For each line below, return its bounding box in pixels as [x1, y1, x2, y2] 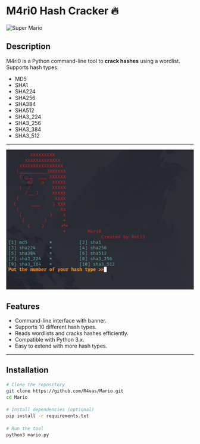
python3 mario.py [6, 432, 49, 438]
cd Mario [6, 394, 28, 400]
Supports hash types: [6, 64, 59, 71]
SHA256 [14, 94, 36, 101]
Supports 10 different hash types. [14, 323, 97, 330]
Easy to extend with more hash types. [14, 342, 108, 349]
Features [6, 301, 40, 311]
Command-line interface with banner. [14, 317, 107, 324]
